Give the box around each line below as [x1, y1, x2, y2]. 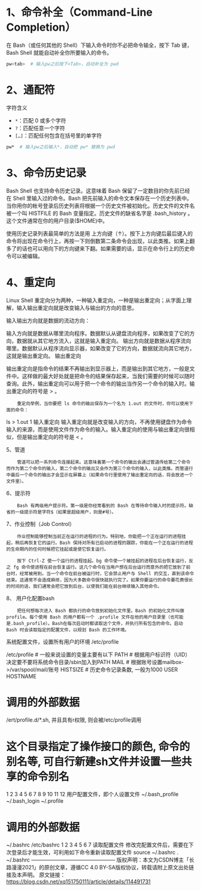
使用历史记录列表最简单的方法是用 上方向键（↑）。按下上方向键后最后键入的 [6, 229, 193, 237]
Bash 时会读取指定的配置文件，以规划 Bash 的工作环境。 [6, 627, 130, 633]
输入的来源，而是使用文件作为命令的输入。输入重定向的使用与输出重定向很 [6, 426, 190, 433]
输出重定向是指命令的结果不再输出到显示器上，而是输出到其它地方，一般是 [6, 364, 190, 372]
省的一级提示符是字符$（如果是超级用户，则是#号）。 [6, 509, 117, 515]
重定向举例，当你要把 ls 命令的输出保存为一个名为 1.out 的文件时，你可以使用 [17, 400, 189, 406]
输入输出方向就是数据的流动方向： [6, 316, 90, 324]
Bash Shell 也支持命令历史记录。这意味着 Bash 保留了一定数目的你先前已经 [6, 187, 190, 194]
